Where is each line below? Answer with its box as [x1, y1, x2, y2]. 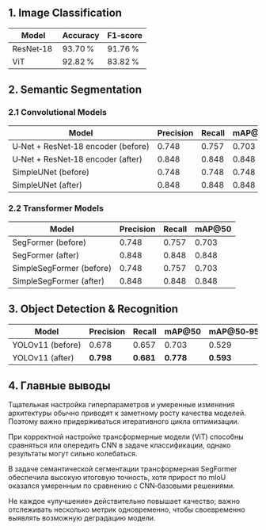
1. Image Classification [8, 6, 123, 20]
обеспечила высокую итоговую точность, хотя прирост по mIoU [8, 473, 226, 482]
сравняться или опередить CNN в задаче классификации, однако [8, 440, 231, 450]
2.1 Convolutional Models [8, 107, 107, 118]
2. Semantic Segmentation [8, 83, 142, 97]
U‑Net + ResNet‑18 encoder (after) [12, 154, 142, 165]
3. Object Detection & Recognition [8, 303, 179, 316]
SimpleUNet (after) [12, 179, 83, 190]
